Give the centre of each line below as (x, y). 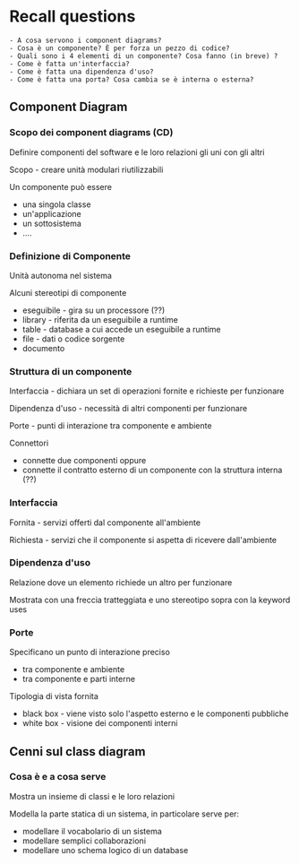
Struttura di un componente (71, 371)
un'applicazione (52, 213)
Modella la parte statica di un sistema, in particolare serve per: (124, 814)
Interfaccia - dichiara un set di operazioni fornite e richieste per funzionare (147, 391)
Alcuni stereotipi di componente (68, 292)
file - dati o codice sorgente (73, 339)
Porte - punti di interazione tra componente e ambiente (111, 426)
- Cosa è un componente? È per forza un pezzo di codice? (120, 48)
